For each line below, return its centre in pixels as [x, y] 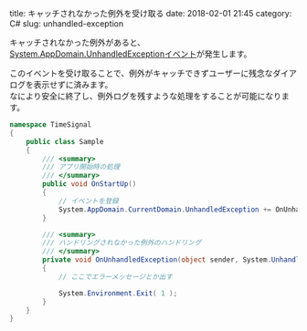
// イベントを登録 [88, 201]
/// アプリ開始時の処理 [81, 167]
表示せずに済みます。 [73, 84]
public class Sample [65, 141]
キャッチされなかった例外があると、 [78, 42]
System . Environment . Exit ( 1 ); [118, 293]
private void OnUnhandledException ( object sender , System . [157, 260]
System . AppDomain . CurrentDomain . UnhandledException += [165, 209]
